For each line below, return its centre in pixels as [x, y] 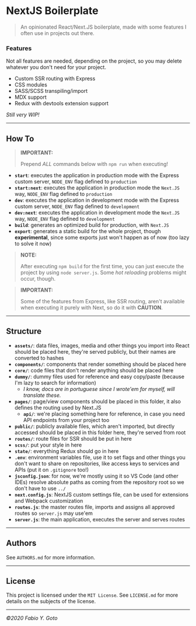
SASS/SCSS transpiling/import [51, 91]
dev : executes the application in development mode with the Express [97, 200]
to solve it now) [33, 244]
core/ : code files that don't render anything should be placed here [94, 370]
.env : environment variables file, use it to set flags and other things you [100, 457]
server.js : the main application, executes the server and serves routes [100, 519]
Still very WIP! [23, 115]
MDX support [30, 97]
